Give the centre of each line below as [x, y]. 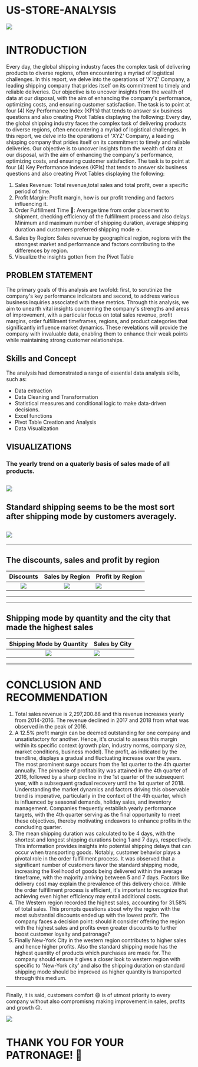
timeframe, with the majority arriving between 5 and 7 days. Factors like [102, 877]
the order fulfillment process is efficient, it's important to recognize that [101, 890]
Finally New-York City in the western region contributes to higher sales [100, 940]
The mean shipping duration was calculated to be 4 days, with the [95, 833]
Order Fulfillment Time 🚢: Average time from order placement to [92, 210]
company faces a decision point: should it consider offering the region [100, 921]
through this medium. [40, 978]
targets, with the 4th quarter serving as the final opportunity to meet [98, 814]
